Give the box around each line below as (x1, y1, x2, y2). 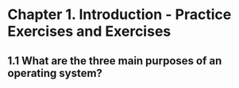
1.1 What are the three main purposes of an (7, 54, 222, 67)
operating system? (7, 66, 102, 80)
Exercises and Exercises (7, 22, 172, 40)
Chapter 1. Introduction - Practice (7, 6, 232, 24)
